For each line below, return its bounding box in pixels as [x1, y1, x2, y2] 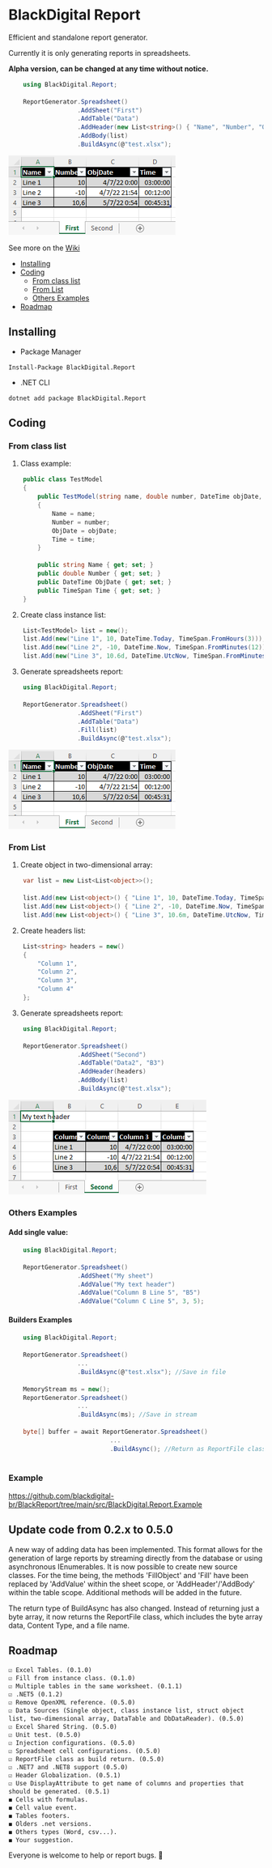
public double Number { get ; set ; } [37, 569, 161, 578]
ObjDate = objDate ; [51, 526, 117, 535]
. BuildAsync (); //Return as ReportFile [109, 1445, 244, 1453]
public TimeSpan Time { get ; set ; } [37, 586, 161, 594]
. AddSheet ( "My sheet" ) [77, 1271, 154, 1280]
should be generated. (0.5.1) [8, 1788, 111, 1796]
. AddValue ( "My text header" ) [77, 1280, 176, 1288]
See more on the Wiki [8, 243, 80, 253]
